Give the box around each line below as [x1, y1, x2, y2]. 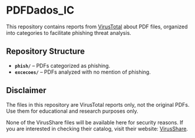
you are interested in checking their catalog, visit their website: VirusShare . [6, 125, 189, 132]
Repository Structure [6, 47, 85, 57]
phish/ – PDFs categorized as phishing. [14, 62, 111, 69]
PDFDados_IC [6, 4, 75, 17]
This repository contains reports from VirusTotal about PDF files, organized [6, 23, 188, 30]
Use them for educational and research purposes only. [6, 107, 138, 114]
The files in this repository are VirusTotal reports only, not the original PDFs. [6, 101, 190, 108]
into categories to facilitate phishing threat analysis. [6, 29, 131, 36]
